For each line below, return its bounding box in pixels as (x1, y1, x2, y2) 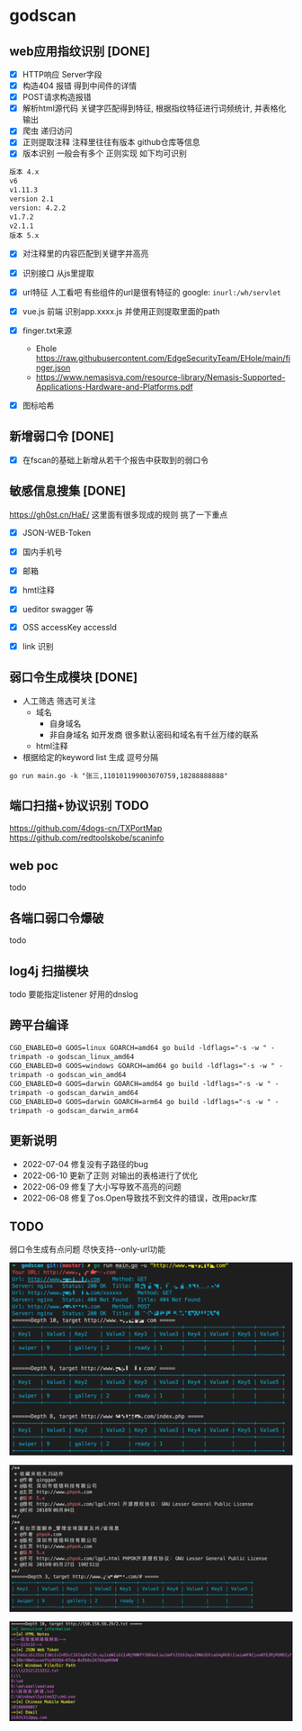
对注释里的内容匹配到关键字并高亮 (22, 249, 149, 259)
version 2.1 (9, 195, 54, 204)
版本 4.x (9, 168, 40, 177)
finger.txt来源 (22, 325, 72, 336)
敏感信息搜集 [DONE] (9, 484, 126, 499)
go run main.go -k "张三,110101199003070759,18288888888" (9, 771, 228, 780)
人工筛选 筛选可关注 (22, 695, 96, 706)
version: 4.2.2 (9, 204, 67, 213)
